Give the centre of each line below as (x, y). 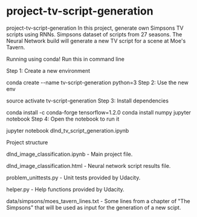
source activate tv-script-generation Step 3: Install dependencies (88, 101)
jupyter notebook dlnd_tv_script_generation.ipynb (68, 130)
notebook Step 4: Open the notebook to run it (63, 119)
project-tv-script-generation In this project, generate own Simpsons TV (95, 28)
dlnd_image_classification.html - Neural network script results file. (89, 165)
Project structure (27, 142)
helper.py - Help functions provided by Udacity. (66, 189)
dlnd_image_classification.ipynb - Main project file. (69, 154)
